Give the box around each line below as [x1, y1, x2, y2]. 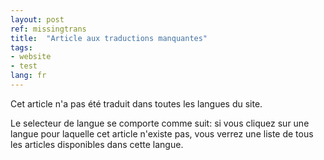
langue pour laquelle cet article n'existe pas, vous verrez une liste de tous [10, 127, 314, 140]
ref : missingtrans [10, 24, 87, 34]
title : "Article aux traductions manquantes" [10, 33, 208, 43]
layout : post [10, 14, 65, 25]
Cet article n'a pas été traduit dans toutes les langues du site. [10, 97, 263, 110]
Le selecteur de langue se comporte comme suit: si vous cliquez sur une [10, 117, 310, 129]
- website [10, 52, 52, 62]
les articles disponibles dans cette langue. [10, 138, 184, 150]
